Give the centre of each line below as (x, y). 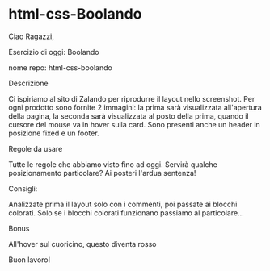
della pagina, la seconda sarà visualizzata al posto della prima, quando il (129, 116)
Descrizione (28, 83)
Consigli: (23, 188)
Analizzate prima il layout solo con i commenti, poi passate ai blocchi (123, 204)
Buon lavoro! (30, 260)
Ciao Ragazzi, (31, 36)
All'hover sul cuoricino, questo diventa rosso (82, 244)
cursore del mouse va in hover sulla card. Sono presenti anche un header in (134, 124)
